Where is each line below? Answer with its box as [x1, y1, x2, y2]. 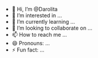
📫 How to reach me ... [11, 31, 67, 38]
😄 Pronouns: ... [11, 40, 50, 47]
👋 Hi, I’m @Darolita [11, 6, 58, 12]
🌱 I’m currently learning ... [11, 18, 75, 25]
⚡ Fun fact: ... [11, 46, 45, 53]
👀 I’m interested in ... [11, 12, 62, 19]
